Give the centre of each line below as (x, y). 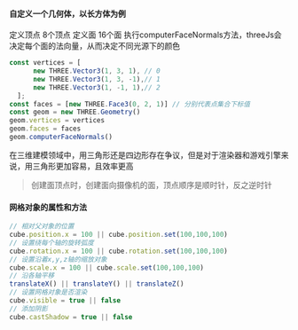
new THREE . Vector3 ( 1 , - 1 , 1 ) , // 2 (97, 87)
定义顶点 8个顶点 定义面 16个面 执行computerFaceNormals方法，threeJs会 (145, 35)
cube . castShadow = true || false (71, 317)
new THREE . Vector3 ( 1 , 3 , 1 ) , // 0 (97, 71)
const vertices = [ (45, 63)
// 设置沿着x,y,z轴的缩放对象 (59, 259)
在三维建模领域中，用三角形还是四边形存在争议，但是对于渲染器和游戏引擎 (145, 154)
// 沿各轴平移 (32, 276)
